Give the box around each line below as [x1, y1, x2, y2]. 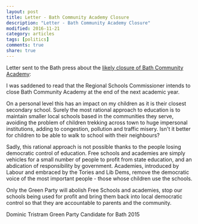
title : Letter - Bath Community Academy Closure [6, 14, 129, 20]
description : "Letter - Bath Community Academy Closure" [6, 20, 151, 26]
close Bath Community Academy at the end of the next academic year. [6, 88, 180, 96]
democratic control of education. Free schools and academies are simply [6, 149, 186, 157]
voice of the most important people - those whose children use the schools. [6, 174, 193, 182]
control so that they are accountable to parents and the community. [6, 199, 172, 206]
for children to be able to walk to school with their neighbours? [6, 131, 160, 139]
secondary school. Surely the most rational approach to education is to [6, 106, 181, 113]
